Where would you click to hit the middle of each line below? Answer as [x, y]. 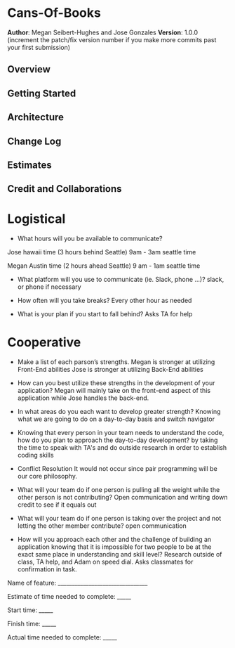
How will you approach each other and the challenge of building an [114, 540]
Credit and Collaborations [65, 189]
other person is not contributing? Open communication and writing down [122, 498]
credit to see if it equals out [57, 505]
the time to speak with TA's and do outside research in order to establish [122, 448]
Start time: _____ [30, 610]
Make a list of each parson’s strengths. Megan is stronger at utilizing [116, 362]
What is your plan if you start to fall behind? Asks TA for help [105, 314]
